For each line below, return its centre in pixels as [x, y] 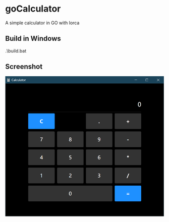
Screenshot [24, 67]
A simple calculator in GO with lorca [42, 23]
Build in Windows [33, 39]
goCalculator [33, 9]
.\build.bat [16, 50]
